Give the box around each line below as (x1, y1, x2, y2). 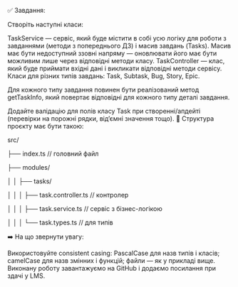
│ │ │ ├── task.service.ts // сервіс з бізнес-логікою (7, 205, 162, 212)
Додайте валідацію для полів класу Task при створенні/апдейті (7, 107, 201, 115)
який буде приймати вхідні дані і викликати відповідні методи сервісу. (7, 64, 222, 72)
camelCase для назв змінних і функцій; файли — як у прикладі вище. (7, 256, 216, 265)
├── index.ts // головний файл (7, 149, 99, 158)
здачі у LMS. (7, 271, 46, 280)
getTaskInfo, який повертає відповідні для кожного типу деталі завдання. (7, 93, 230, 102)
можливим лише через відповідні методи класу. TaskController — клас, (7, 57, 225, 65)
